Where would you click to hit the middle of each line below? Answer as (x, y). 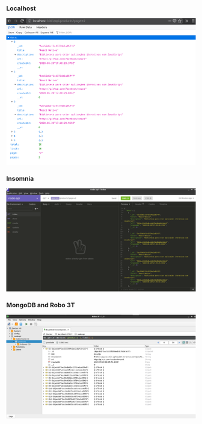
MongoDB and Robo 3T (41, 305)
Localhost (21, 8)
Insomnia (20, 178)
